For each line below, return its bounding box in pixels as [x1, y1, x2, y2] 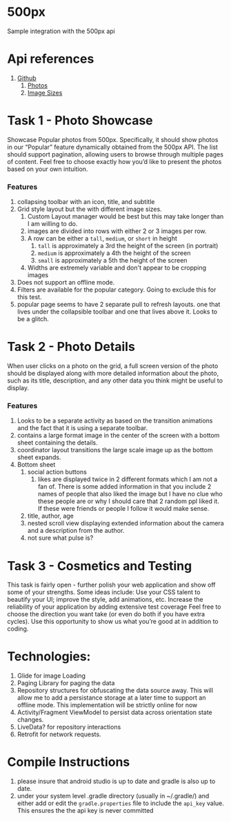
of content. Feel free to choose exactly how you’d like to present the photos [7, 157, 222, 165]
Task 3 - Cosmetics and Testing [7, 558, 192, 574]
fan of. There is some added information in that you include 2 [37, 483, 212, 491]
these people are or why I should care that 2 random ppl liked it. [37, 497, 219, 505]
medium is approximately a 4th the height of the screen [37, 249, 191, 257]
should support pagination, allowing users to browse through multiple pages [7, 150, 224, 159]
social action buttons [27, 468, 88, 476]
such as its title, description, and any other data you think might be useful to [7, 376, 223, 385]
